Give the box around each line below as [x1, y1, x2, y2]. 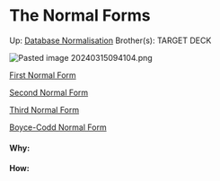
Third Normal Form [9, 104, 79, 115]
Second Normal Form [9, 87, 89, 98]
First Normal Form [9, 69, 76, 81]
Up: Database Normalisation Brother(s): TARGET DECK [9, 35, 212, 46]
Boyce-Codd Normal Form [9, 122, 107, 133]
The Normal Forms [9, 5, 151, 26]
